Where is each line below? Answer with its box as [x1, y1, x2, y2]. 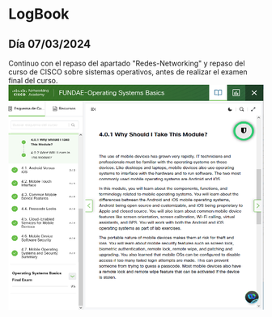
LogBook [8, 5, 70, 23]
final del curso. [8, 76, 58, 85]
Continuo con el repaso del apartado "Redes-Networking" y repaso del [8, 58, 245, 68]
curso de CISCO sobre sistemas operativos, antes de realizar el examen [8, 67, 249, 77]
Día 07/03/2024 [8, 37, 91, 51]
